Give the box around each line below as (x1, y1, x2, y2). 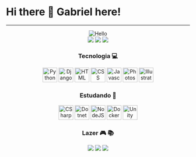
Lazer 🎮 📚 (82, 129, 114, 137)
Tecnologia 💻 (78, 52, 118, 60)
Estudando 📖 (79, 92, 117, 100)
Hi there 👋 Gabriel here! (6, 5, 121, 19)
